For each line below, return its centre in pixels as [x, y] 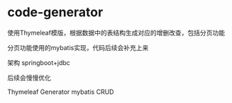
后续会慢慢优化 [29, 78]
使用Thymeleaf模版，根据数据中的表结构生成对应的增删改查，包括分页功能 [116, 32]
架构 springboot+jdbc [39, 62]
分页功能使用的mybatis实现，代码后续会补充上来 [78, 47]
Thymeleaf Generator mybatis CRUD [61, 92]
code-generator [55, 12]
